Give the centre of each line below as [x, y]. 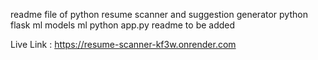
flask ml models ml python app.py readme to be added [123, 25]
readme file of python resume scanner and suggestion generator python [159, 14]
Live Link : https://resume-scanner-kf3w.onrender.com [123, 44]
